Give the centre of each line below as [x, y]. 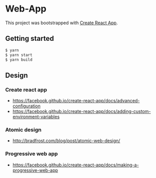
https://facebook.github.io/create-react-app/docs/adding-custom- [82, 111]
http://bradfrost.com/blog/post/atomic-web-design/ [66, 141]
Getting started [30, 39]
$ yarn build [19, 60]
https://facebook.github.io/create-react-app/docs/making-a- [76, 165]
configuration [26, 106]
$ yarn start [19, 55]
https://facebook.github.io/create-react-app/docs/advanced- [76, 101]
